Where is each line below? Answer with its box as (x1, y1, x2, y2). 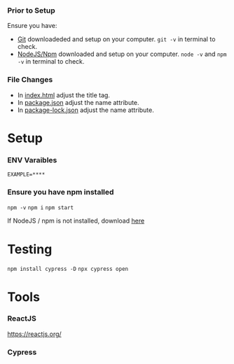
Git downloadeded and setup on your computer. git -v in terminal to (17, 35, 216, 43)
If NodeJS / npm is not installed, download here (7, 216, 145, 225)
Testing (7, 241, 53, 257)
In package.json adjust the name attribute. (17, 98, 139, 106)
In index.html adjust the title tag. (17, 90, 111, 99)
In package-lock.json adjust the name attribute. (17, 106, 154, 114)
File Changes (7, 75, 53, 85)
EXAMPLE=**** (7, 171, 46, 178)
